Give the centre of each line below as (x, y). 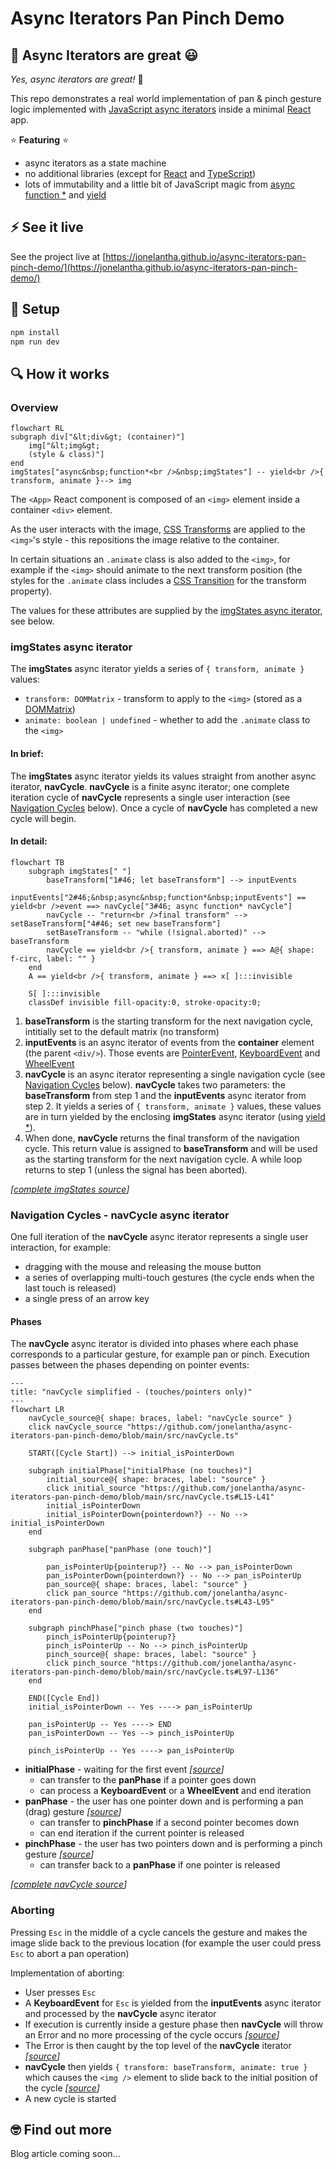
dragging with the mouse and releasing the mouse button (143, 1267)
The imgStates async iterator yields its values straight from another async (163, 776)
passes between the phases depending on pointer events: (130, 1365)
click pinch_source (87, 1663)
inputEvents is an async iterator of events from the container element (169, 1042)
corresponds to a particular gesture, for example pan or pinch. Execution (160, 1354)
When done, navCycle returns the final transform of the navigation (162, 1138)
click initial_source (91, 1488)
